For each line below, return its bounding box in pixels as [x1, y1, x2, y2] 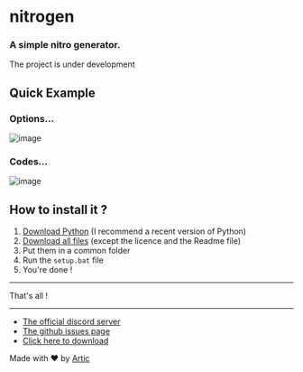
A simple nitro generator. [9, 39, 121, 51]
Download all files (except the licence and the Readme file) [22, 236, 242, 246]
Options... [9, 112, 55, 125]
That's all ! [9, 291, 48, 302]
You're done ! [22, 265, 73, 275]
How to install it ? [9, 201, 108, 218]
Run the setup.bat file [22, 255, 104, 265]
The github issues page [22, 326, 111, 337]
